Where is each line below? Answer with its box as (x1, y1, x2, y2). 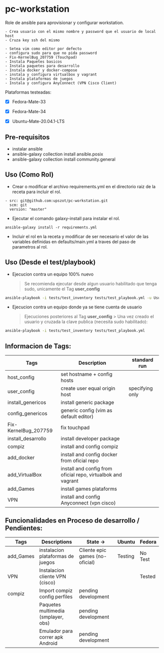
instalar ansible (12, 146, 43, 151)
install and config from (61, 465, 112, 472)
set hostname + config (61, 371, 113, 378)
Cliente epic (79, 547, 106, 553)
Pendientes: (5, 524, 43, 532)
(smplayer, (39, 613, 64, 620)
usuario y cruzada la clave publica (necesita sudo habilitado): (24, 319, 148, 325)
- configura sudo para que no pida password (5, 50, 97, 55)
